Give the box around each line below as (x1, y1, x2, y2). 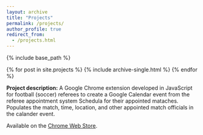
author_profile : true (6, 26, 62, 32)
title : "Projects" (6, 15, 53, 21)
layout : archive (6, 9, 48, 15)
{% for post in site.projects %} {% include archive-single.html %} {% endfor (6, 66, 197, 73)
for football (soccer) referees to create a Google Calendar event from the (6, 91, 190, 98)
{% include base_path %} (6, 54, 71, 61)
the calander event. (6, 111, 55, 117)
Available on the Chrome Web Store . (6, 122, 98, 129)
